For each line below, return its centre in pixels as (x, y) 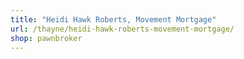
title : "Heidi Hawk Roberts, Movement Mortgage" (113, 19)
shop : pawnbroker (46, 38)
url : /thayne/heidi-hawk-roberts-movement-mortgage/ (122, 29)
